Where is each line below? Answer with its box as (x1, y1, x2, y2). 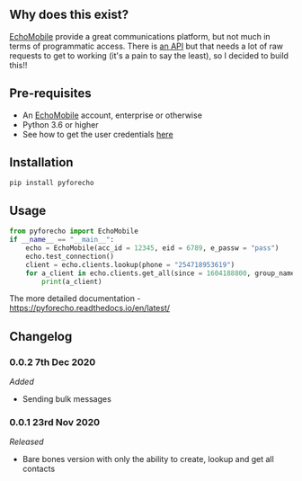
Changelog (9, 328, 73, 344)
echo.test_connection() (25, 252, 115, 261)
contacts (22, 463, 56, 475)
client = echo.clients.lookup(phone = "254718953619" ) (25, 260, 235, 269)
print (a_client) (41, 277, 102, 286)
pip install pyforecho (9, 179, 94, 188)
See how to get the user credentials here (22, 129, 173, 139)
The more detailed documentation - (9, 293, 141, 304)
